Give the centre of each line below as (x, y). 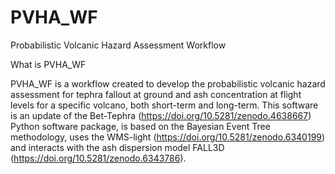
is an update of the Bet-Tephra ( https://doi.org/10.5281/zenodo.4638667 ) (161, 115)
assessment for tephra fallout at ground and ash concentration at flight (156, 94)
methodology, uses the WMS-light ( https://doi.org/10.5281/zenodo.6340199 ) (168, 137)
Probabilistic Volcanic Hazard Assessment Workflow (118, 45)
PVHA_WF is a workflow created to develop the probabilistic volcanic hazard (168, 83)
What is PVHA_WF (48, 64)
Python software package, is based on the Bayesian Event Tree (140, 126)
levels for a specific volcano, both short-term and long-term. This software (164, 105)
